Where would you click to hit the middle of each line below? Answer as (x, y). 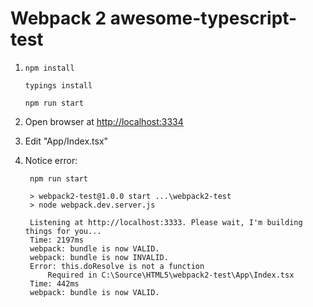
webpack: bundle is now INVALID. (99, 257)
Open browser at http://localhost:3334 (104, 121)
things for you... (63, 231)
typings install (58, 85)
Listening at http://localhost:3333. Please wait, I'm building (166, 222)
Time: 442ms (54, 283)
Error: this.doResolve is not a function (117, 266)
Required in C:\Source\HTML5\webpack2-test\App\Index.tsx (171, 275)
